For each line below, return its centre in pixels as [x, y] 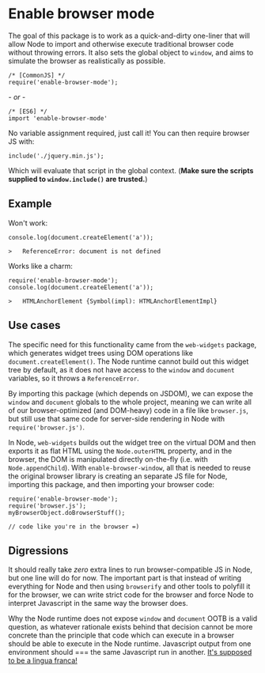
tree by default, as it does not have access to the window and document [121, 369]
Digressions [38, 550]
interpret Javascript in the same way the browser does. [98, 603]
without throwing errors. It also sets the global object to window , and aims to [131, 52]
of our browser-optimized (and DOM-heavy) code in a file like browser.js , [129, 410]
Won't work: [28, 223]
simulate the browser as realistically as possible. [87, 61]
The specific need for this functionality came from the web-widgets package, [132, 344]
